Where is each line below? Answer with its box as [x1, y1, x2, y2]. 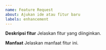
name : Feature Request [5, 7, 53, 12]
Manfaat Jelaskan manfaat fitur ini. [5, 40, 79, 46]
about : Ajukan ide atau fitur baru [5, 12, 81, 17]
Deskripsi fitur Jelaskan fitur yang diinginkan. [5, 30, 101, 36]
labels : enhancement [5, 16, 49, 21]
